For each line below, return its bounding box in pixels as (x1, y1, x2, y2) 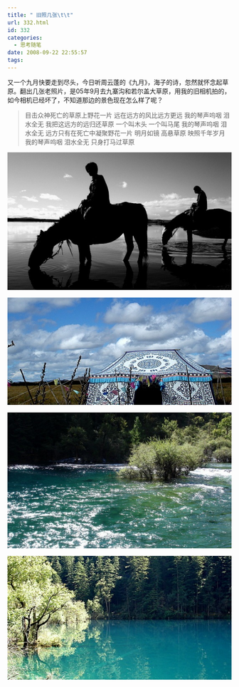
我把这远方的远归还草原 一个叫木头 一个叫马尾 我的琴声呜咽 (45, 120, 219, 128)
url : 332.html (7, 19, 50, 26)
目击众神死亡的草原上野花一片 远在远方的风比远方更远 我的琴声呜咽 (24, 110, 222, 119)
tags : (7, 57, 23, 64)
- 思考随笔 (14, 41, 42, 49)
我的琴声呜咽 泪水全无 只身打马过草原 (24, 138, 135, 146)
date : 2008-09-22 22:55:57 (7, 49, 87, 56)
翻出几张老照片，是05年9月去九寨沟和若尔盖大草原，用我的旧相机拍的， (19, 86, 231, 95)
